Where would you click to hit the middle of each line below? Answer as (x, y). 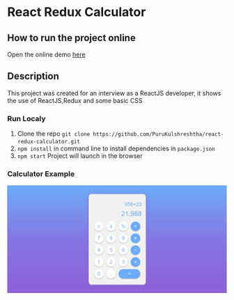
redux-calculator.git (48, 142)
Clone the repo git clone (54, 134)
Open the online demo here (46, 54)
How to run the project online (71, 38)
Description (33, 76)
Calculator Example (41, 174)
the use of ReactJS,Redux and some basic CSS (75, 100)
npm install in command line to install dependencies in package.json (116, 149)
